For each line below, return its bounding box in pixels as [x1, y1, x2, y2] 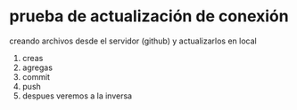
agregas [21, 62, 54, 73]
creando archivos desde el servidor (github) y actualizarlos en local [9, 35, 257, 46]
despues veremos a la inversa [21, 90, 132, 101]
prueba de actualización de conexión [9, 6, 289, 27]
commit [21, 71, 51, 82]
